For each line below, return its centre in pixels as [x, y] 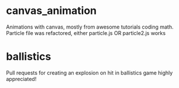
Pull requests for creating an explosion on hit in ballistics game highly [89, 73]
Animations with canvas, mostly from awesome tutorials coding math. [90, 27]
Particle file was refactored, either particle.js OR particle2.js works [86, 33]
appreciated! [21, 79]
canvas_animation [51, 11]
